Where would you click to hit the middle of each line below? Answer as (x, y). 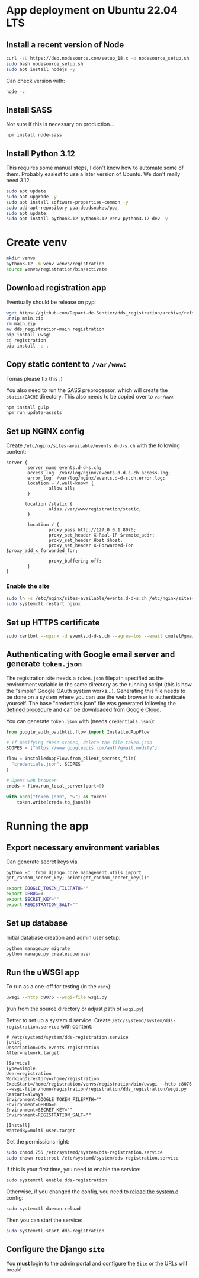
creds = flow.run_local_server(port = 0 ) (55, 786)
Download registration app (56, 288)
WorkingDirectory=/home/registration (53, 1079)
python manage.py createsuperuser (49, 954)
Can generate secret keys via (42, 862)
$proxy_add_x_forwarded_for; (42, 551)
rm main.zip (21, 324)
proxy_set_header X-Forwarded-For (91, 545)
